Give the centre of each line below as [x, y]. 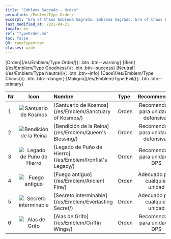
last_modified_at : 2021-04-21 [37, 24]
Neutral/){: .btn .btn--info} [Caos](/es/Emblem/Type [99, 73]
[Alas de [64, 216]
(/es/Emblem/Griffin [77, 223]
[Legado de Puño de [78, 147]
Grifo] [82, 216]
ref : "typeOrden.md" [27, 34]
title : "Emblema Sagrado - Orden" [42, 10]
